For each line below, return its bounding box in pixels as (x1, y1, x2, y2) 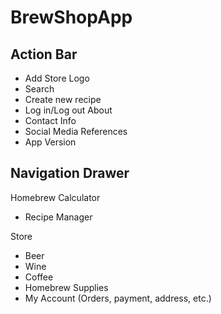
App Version (24, 136, 77, 148)
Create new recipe (24, 94, 102, 105)
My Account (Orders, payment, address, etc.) (24, 292, 212, 304)
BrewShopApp (10, 6, 133, 29)
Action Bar (10, 46, 78, 63)
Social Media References (24, 126, 128, 137)
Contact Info (24, 115, 77, 126)
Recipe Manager (24, 211, 93, 223)
